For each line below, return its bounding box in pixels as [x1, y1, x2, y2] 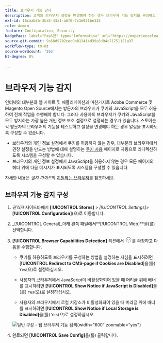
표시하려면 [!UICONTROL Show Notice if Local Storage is [24, 305, 139, 311]
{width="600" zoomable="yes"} [77, 322, 142, 328]
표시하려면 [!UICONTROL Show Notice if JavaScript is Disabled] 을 [24, 283, 158, 289]
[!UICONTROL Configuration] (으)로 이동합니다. [12, 210, 105, 216]
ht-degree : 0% [5, 54, 34, 59]
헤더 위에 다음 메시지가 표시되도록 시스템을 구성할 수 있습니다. [12, 165, 129, 171]
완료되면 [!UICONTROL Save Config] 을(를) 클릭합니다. [12, 332, 118, 338]
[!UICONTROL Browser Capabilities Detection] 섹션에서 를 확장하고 [12, 238, 153, 244]
